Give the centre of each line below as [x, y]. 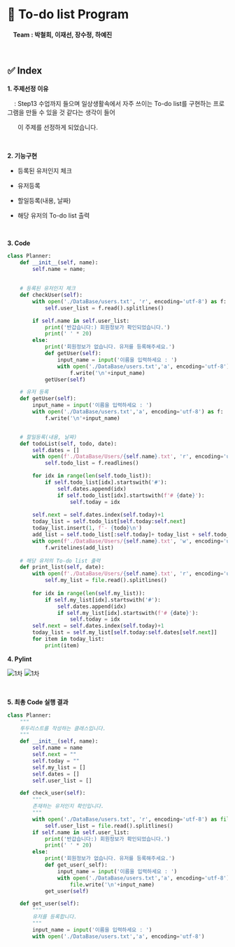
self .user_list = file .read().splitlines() [109, 826]
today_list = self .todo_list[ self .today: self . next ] [109, 522]
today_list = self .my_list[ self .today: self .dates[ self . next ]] [125, 633]
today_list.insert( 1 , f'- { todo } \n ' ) [87, 528]
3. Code [19, 243]
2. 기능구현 [22, 155]
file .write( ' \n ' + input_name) [112, 885]
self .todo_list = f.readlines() [92, 463]
